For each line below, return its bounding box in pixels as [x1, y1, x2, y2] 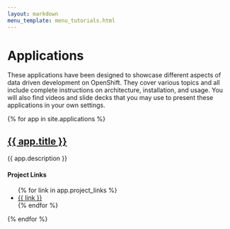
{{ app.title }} [7, 135, 67, 147]
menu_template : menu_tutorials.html [7, 17, 115, 24]
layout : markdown [7, 10, 59, 18]
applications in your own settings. [7, 101, 106, 110]
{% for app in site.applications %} [7, 115, 106, 123]
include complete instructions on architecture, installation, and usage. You [7, 86, 224, 94]
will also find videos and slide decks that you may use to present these [7, 94, 214, 102]
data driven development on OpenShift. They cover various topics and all [7, 79, 221, 87]
